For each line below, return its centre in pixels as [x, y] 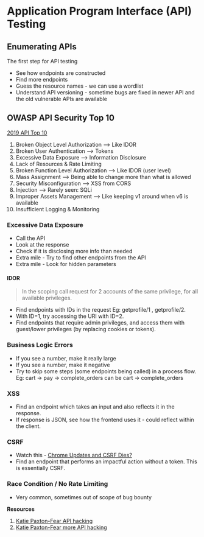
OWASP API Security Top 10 [61, 118]
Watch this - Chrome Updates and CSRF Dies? [74, 455]
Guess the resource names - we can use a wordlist [79, 86]
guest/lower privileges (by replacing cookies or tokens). [86, 329]
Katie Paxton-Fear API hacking [54, 521]
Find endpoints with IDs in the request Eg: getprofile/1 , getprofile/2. [101, 310]
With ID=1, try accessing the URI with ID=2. [70, 316]
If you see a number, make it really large [66, 358]
